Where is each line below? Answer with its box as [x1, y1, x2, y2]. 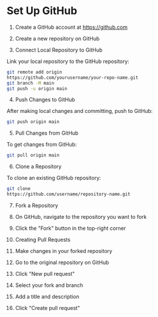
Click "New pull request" [15, 270, 75, 277]
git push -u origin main [6, 85, 68, 92]
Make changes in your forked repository [15, 247, 113, 254]
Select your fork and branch [15, 281, 83, 289]
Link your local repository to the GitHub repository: [6, 58, 130, 65]
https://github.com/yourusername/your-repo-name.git [6, 75, 139, 81]
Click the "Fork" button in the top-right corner [15, 225, 126, 232]
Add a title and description [15, 293, 80, 300]
